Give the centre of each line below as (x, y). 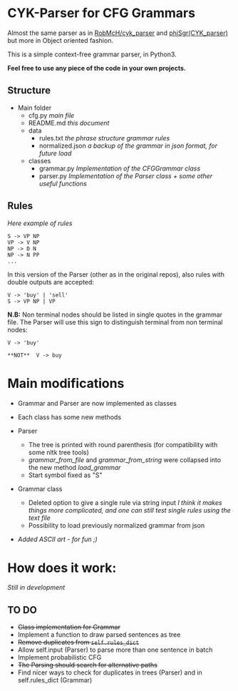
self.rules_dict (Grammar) (55, 680)
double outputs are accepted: (51, 282)
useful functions (63, 183)
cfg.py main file (51, 115)
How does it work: (62, 568)
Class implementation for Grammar (69, 627)
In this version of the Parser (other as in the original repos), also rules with (116, 274)
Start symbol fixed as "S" (65, 475)
